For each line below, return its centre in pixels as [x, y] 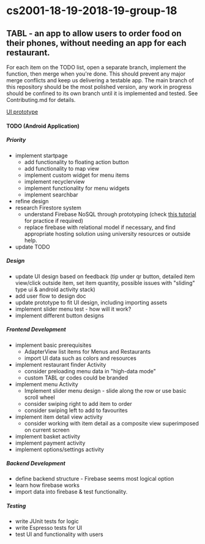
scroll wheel [39, 397]
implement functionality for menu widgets [77, 188]
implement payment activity [50, 443]
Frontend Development [36, 330]
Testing [16, 506]
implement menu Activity [47, 384]
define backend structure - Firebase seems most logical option [95, 479]
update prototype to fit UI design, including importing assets [91, 302]
